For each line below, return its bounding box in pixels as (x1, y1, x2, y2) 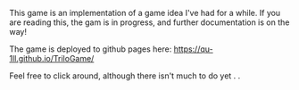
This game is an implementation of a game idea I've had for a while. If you (9, 8, 281, 18)
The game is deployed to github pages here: (9, 44, 172, 54)
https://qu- (173, 44, 213, 54)
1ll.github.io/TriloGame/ (9, 53, 95, 63)
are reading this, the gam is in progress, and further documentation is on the (9, 17, 290, 28)
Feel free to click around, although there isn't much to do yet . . (9, 70, 241, 81)
